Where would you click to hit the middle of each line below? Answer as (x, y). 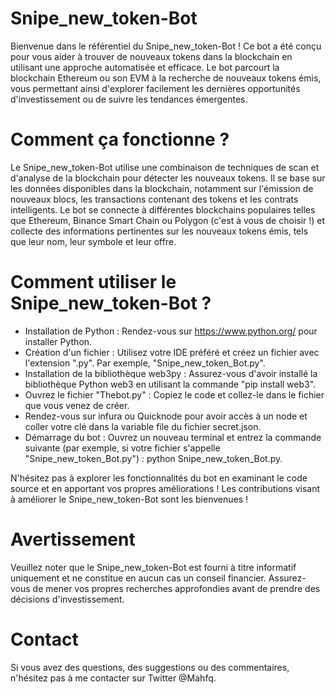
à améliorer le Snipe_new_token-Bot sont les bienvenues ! (129, 499)
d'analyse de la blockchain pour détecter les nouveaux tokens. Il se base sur (168, 178)
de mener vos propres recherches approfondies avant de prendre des (176, 588)
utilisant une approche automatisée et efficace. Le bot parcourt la (145, 67)
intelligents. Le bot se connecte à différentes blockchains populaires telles (163, 209)
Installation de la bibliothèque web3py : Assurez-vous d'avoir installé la (171, 373)
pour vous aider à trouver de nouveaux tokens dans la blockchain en (151, 56)
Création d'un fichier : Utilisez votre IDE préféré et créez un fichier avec (172, 352)
